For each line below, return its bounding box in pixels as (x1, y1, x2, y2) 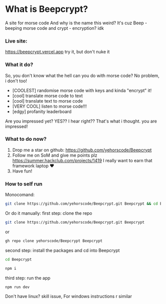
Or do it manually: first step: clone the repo (5, 210, 92, 216)
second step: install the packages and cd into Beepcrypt (5, 247, 120, 253)
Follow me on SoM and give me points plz (12, 152, 97, 158)
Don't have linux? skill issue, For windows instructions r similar (5, 294, 132, 300)
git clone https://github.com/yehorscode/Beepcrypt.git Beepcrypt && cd (5, 201, 158, 206)
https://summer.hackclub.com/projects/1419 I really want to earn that (12, 157, 153, 163)
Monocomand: (5, 192, 35, 198)
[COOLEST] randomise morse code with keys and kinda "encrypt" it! (12, 87, 152, 93)
